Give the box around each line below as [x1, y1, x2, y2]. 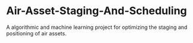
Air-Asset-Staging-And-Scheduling [6, 4, 187, 18]
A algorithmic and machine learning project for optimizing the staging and [6, 24, 188, 31]
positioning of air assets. [6, 29, 67, 37]
